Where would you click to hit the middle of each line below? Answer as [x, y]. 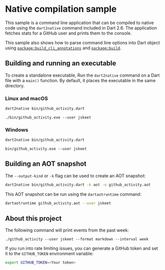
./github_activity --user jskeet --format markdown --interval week [77, 240]
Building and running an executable [61, 63]
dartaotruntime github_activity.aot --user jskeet [58, 203]
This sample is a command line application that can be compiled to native [80, 23]
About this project [33, 219]
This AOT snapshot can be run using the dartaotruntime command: [73, 194]
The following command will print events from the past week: [67, 230]
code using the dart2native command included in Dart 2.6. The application [81, 28]
